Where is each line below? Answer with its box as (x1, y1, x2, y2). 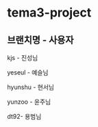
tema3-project (7, 5, 92, 21)
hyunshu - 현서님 (7, 83, 55, 91)
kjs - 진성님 (7, 54, 38, 61)
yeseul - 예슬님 (7, 68, 49, 77)
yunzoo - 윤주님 (7, 98, 51, 106)
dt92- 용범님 (7, 113, 42, 120)
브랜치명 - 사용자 (7, 34, 74, 46)
